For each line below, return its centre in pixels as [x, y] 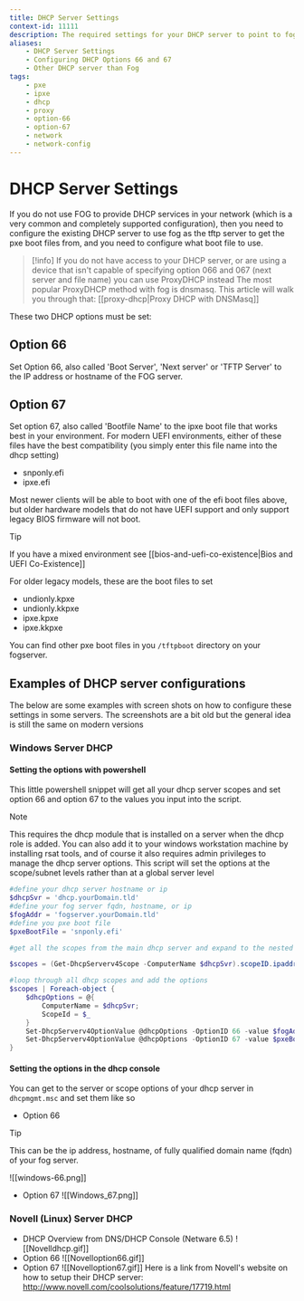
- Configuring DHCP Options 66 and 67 [99, 60]
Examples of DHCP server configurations [128, 683]
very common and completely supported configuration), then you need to [147, 224]
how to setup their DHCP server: [83, 1277]
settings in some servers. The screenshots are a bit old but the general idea [150, 715]
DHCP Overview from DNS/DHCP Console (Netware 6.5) [128, 1239]
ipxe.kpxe [40, 618]
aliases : [26, 43]
